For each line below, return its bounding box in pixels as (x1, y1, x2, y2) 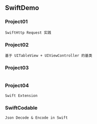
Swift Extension (5, 93, 38, 98)
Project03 (5, 64, 29, 71)
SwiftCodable (5, 104, 38, 111)
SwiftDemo (5, 4, 40, 12)
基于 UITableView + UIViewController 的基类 (5, 53, 93, 58)
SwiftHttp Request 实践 (5, 30, 52, 35)
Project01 (5, 18, 28, 25)
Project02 (5, 41, 29, 48)
